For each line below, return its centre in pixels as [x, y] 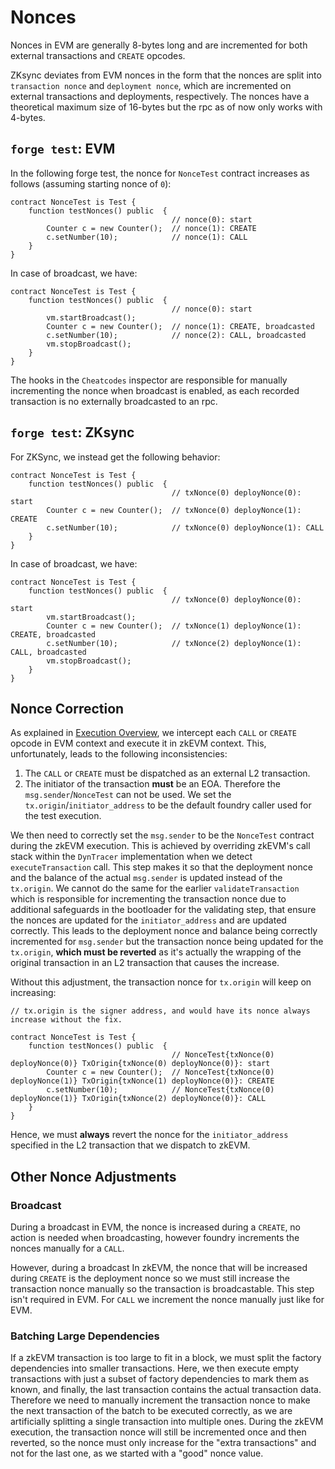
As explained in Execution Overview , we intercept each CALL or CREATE [153, 733]
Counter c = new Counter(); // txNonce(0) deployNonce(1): [174, 510]
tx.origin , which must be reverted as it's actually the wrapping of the [156, 952]
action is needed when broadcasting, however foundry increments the [155, 1238]
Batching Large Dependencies [85, 1336]
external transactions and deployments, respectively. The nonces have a [160, 96]
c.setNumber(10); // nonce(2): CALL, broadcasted [176, 335]
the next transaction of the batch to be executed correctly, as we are [151, 1411]
